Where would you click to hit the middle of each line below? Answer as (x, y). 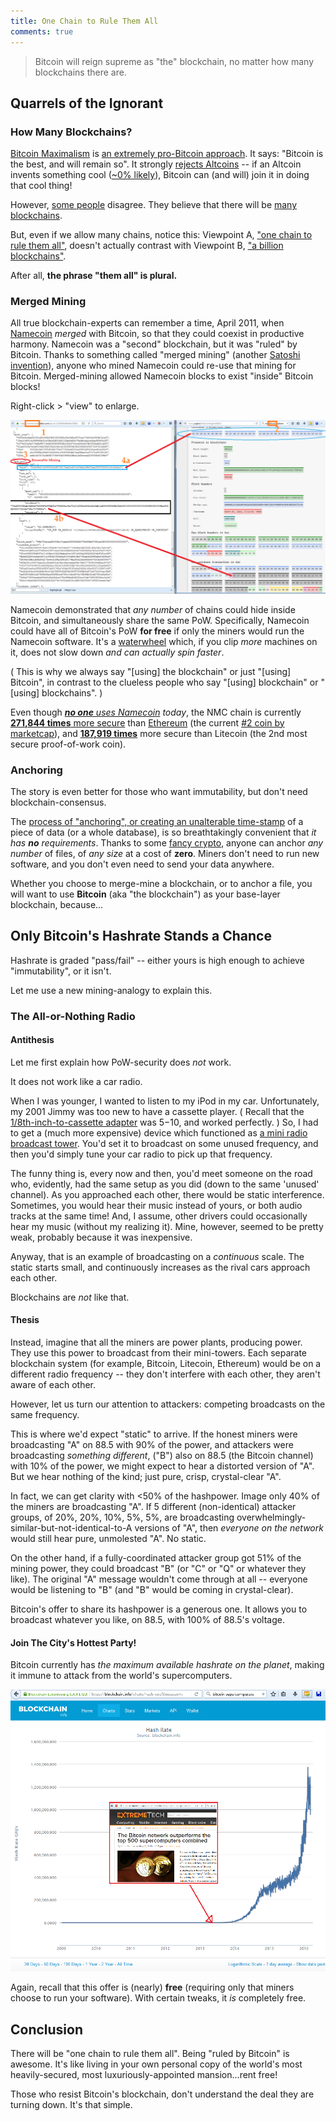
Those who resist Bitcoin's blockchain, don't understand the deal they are (162, 2094)
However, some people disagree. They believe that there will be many (154, 205)
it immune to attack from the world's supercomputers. (121, 1676)
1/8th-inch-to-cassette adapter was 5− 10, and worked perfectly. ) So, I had (164, 1122)
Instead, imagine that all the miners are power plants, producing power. (156, 1342)
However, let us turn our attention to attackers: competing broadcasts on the (168, 1404)
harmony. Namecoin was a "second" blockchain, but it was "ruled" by (154, 344)
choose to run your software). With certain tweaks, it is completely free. (158, 1998)
